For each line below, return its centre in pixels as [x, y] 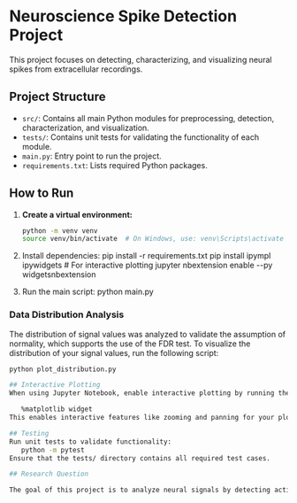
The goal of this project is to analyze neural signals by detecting [140, 490]
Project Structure [57, 97]
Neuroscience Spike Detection [123, 16]
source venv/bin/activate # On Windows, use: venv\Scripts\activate [153, 239]
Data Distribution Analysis [67, 314]
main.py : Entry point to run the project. [91, 156]
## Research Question [49, 474]
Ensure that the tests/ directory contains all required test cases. [140, 458]
